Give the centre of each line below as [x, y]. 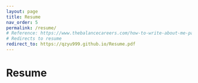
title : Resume [24, 17]
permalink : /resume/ [32, 28]
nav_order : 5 [22, 22]
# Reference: [22, 33]
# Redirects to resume [34, 39]
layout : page [22, 11]
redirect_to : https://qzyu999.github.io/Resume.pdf [71, 44]
